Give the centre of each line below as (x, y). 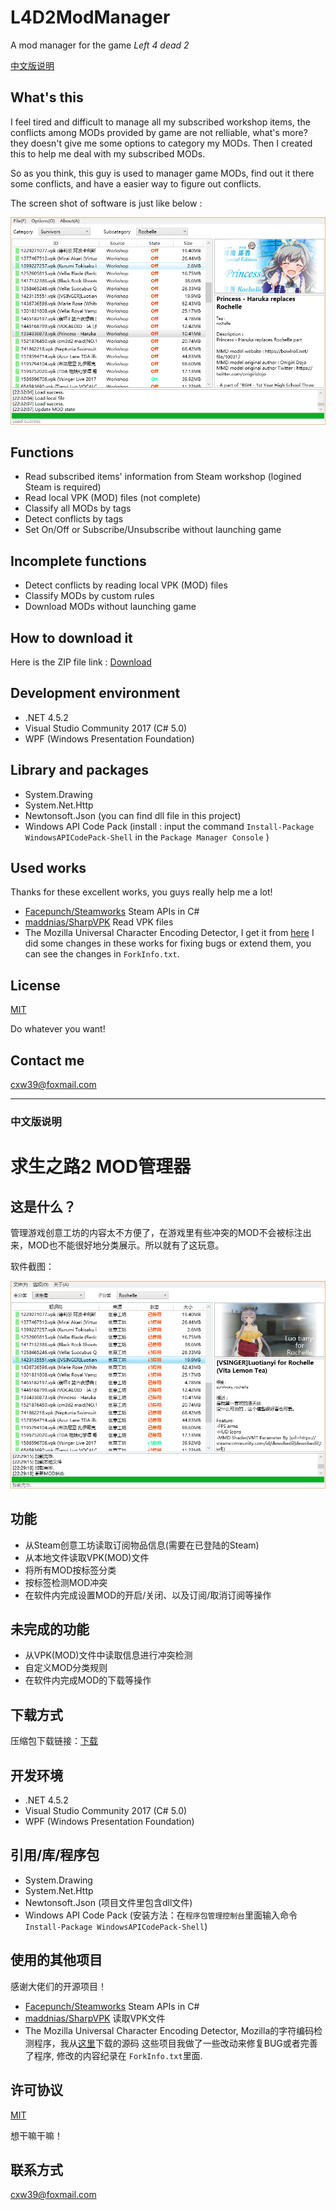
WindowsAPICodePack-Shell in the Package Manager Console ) (147, 837)
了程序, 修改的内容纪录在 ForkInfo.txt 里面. (113, 2055)
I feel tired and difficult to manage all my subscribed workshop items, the (160, 122)
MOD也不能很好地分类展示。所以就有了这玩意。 (126, 1245)
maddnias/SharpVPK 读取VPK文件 (95, 2018)
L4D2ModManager (90, 17)
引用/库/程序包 (55, 1855)
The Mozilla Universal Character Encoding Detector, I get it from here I (169, 933)
